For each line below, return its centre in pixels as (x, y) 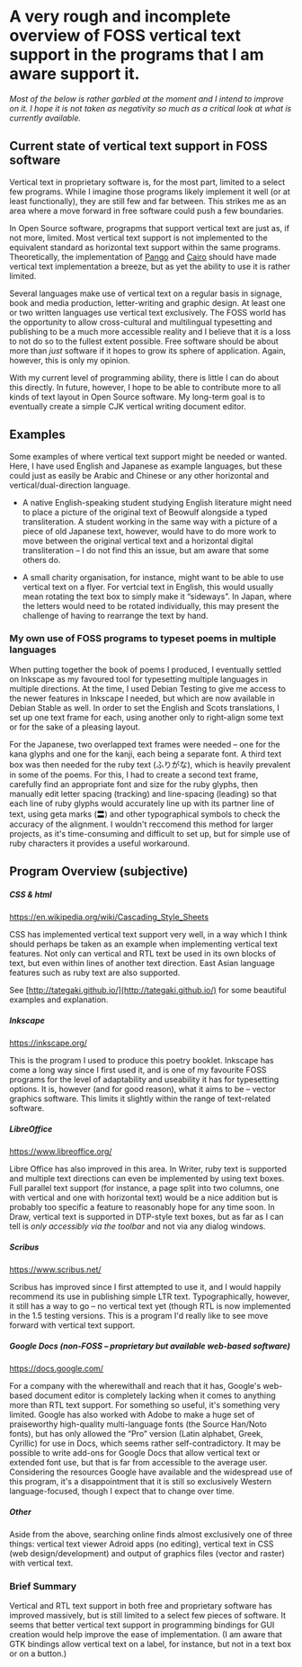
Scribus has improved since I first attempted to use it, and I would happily (145, 1287)
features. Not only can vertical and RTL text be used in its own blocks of (143, 954)
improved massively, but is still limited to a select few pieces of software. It (147, 1616)
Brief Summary (43, 1586)
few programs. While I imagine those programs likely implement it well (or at (150, 192)
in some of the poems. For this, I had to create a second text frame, (134, 775)
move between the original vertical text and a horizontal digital (138, 541)
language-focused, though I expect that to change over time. (122, 1492)
